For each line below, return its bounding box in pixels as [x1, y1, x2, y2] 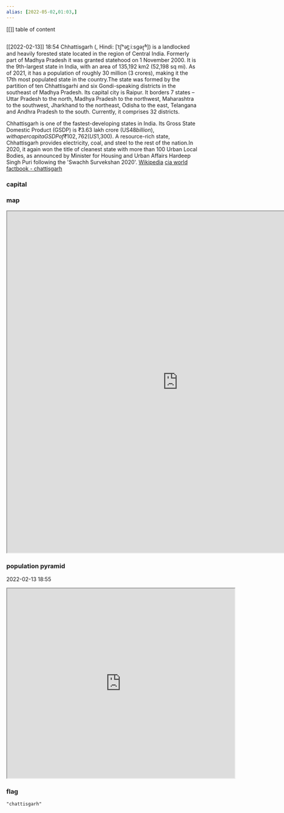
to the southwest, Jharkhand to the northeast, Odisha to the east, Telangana [6, 101, 197, 109]
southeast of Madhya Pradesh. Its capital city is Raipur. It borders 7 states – [6, 89, 195, 96]
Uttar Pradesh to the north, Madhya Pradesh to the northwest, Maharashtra [6, 95, 194, 102]
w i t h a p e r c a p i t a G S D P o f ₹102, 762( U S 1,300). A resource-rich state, [6, 132, 170, 140]
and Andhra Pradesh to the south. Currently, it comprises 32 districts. [6, 107, 180, 115]
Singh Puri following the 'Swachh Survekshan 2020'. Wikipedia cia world [6, 158, 188, 166]
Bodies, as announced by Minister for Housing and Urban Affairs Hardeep [6, 152, 191, 159]
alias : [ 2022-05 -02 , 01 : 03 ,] [6, 9, 78, 15]
